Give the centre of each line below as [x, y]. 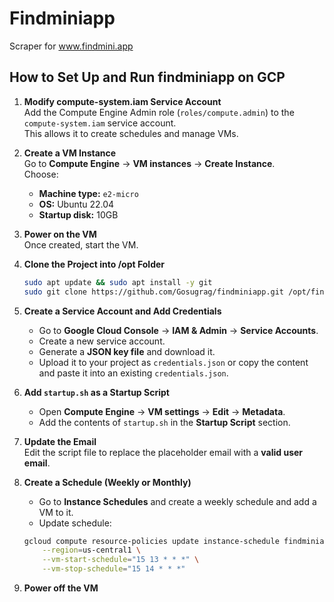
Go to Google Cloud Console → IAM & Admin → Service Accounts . [178, 330]
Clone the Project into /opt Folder [94, 264]
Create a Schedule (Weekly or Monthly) [107, 482]
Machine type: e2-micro [88, 193]
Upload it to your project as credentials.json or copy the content [173, 362]
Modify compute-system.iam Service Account [122, 101]
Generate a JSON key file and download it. [127, 351]
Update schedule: [75, 523]
